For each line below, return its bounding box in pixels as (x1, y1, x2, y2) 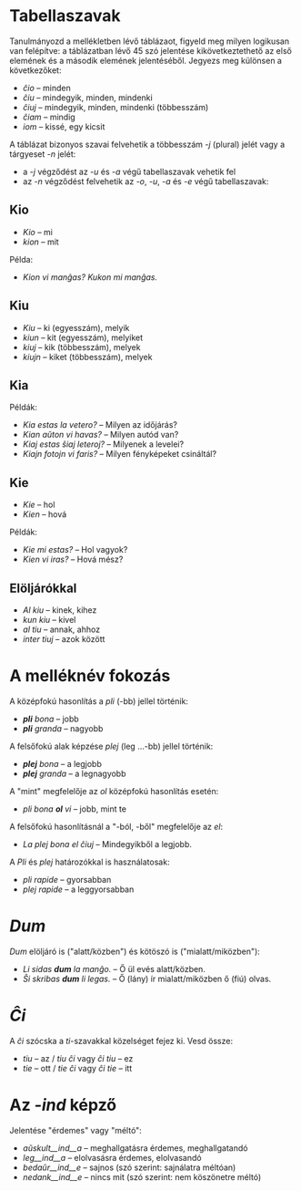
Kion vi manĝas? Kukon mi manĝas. (22, 271, 157, 283)
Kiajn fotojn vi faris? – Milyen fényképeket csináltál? (22, 449, 216, 460)
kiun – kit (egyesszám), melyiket (22, 332, 144, 343)
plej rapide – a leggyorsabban (22, 884, 135, 895)
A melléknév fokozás (9, 666, 171, 687)
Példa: (9, 254, 34, 264)
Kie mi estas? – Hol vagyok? (22, 544, 128, 555)
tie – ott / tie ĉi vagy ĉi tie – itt (22, 1062, 133, 1073)
